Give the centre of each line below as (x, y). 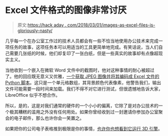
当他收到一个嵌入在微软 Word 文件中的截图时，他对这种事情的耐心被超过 (80, 70)
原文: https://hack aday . (42, 25)
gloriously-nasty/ (35, 30)
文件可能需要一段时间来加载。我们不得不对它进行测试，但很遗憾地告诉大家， (84, 89)
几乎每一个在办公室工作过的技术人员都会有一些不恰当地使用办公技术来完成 (82, 41)
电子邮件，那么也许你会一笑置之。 (49, 118)
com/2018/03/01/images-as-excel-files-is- (111, 25)
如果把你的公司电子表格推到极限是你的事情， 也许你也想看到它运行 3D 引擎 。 (84, 129)
